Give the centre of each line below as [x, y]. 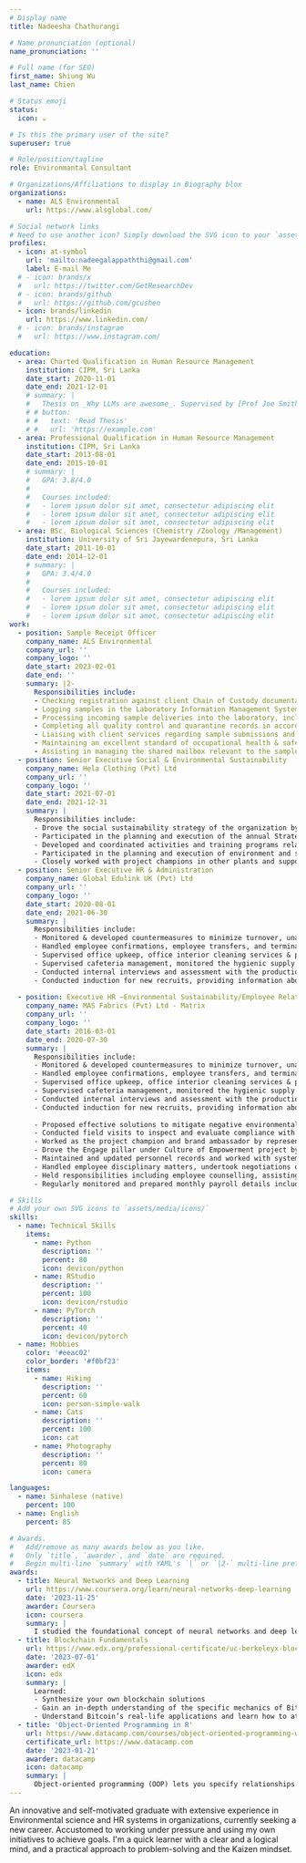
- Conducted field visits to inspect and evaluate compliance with [164, 1133]
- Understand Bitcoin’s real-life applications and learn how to [160, 1717]
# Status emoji [38, 101]
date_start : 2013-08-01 [71, 455]
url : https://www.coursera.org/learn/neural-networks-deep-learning [158, 1589]
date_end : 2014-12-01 [66, 556]
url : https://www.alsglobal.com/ [89, 210]
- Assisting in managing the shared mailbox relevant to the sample [166, 751]
